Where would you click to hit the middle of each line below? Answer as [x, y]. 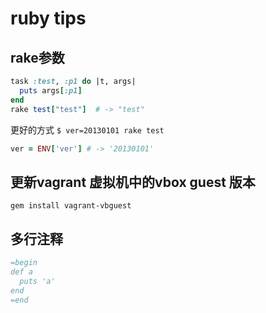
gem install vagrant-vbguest [71, 206]
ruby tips [48, 18]
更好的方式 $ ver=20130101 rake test [87, 129]
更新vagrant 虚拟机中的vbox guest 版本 [133, 182]
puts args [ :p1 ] [51, 90]
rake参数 [37, 57]
